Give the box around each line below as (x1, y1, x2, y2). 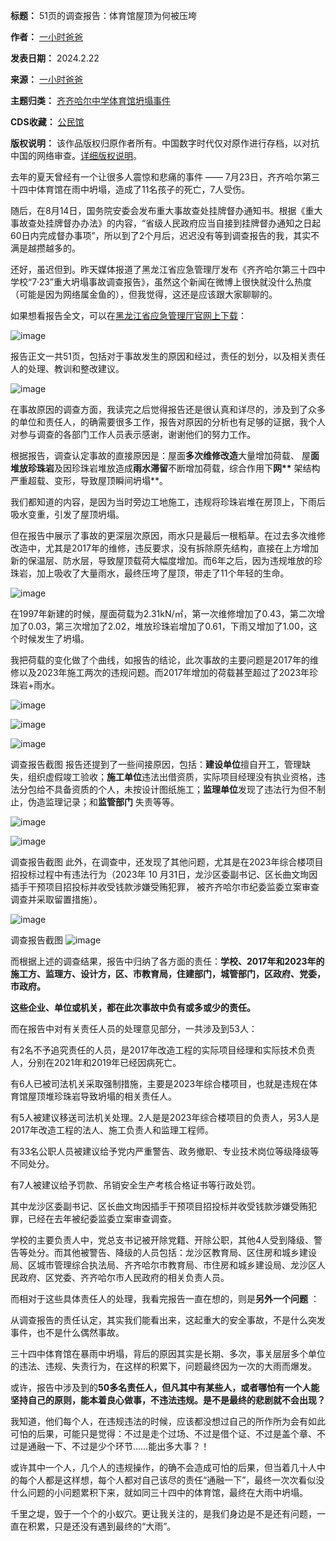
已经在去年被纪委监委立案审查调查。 (27, 1213, 177, 1224)
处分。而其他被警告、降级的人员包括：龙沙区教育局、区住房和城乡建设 (27, 1247, 317, 1258)
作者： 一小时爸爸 (10, 31, 83, 43)
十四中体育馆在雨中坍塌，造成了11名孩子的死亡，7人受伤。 (10, 184, 251, 195)
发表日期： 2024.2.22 (10, 52, 100, 64)
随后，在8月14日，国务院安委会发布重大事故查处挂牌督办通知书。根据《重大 (10, 205, 323, 216)
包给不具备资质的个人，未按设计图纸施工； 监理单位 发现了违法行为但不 (27, 784, 317, 795)
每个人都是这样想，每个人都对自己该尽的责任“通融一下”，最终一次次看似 (18, 1474, 317, 1486)
